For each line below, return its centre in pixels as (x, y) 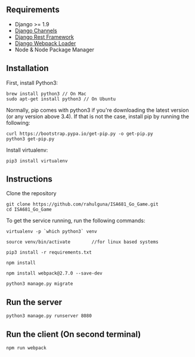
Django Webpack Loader (45, 43)
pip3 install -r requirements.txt (49, 253)
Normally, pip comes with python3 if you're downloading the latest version (97, 110)
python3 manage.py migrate (40, 284)
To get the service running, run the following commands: (76, 221)
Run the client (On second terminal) (74, 334)
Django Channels (36, 30)
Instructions (29, 179)
